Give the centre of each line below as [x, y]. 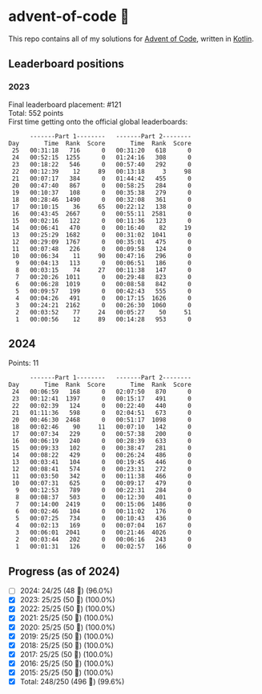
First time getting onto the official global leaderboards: [98, 121]
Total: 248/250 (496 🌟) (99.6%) [72, 681]
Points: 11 [24, 363]
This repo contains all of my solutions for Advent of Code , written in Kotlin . [131, 39]
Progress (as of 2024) [64, 571]
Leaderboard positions [66, 64]
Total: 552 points [36, 113]
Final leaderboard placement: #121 [65, 105]
